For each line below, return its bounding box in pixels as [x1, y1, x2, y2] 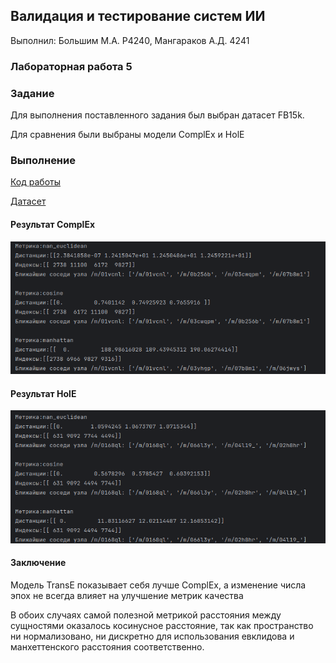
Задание [10, 86, 55, 100]
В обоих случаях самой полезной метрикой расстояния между [10, 609, 282, 621]
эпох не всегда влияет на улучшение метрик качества [10, 590, 244, 602]
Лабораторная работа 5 [10, 59, 133, 73]
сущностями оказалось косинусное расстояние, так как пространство [10, 620, 314, 632]
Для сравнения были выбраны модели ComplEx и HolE [10, 129, 245, 141]
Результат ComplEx [10, 218, 96, 230]
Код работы [10, 176, 62, 188]
